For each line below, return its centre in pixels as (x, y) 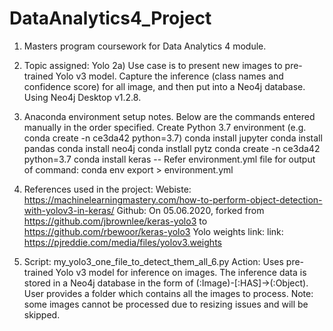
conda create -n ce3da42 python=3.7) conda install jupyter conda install (173, 138)
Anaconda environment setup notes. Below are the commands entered (169, 116)
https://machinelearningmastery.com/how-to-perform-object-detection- (173, 199)
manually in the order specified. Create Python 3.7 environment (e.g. (165, 127)
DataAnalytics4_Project (110, 18)
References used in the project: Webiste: (107, 189)
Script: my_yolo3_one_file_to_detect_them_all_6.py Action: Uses (153, 261)
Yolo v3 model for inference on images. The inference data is (181, 272)
